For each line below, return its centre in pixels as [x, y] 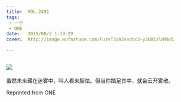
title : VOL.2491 [28, 12]
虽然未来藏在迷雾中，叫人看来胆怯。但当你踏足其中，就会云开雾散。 [90, 81]
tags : [13, 17]
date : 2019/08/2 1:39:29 [40, 34]
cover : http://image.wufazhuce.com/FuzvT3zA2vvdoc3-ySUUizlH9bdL [90, 39]
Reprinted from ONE [31, 92]
